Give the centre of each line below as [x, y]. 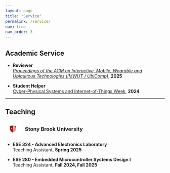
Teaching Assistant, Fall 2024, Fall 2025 [55, 165]
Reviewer [23, 65]
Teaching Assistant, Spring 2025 [47, 150]
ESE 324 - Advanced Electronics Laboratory [60, 145]
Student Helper [29, 85]
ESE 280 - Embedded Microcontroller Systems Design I [72, 160]
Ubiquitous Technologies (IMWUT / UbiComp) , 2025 [67, 76]
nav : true [16, 27]
